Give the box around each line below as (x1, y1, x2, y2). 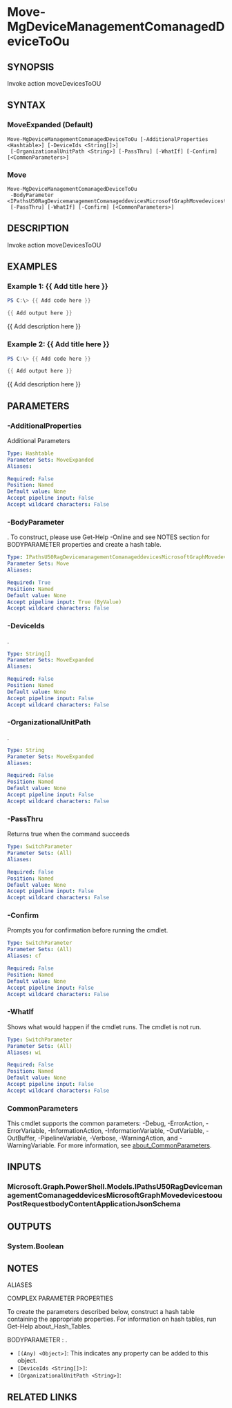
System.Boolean (7, 1241, 64, 1251)
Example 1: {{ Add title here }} (7, 281, 108, 291)
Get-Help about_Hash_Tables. (7, 1322, 92, 1331)
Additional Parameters (7, 436, 70, 444)
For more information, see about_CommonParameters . (57, 1141, 212, 1149)
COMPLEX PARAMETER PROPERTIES (7, 1294, 114, 1303)
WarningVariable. (7, 1141, 57, 1149)
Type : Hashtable (7, 450, 54, 457)
